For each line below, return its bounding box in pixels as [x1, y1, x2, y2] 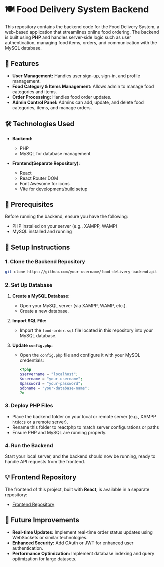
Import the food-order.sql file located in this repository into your [19, 327, 153, 333]
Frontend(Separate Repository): [12, 160, 80, 166]
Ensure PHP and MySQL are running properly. [12, 429, 107, 435]
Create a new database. [19, 308, 69, 314]
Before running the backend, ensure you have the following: [5, 213, 128, 220]
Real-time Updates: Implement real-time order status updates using [12, 529, 153, 535]
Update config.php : [12, 342, 53, 348]
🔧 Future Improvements [5, 516, 80, 524]
